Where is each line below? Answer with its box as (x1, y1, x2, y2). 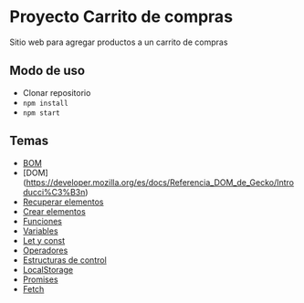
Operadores (22, 245, 68, 256)
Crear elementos (22, 205, 87, 216)
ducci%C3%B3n (22, 186, 86, 197)
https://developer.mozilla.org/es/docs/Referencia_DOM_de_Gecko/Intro (26, 176, 295, 188)
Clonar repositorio (22, 87, 91, 98)
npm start (22, 108, 61, 118)
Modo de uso (9, 63, 85, 78)
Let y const (22, 235, 66, 246)
